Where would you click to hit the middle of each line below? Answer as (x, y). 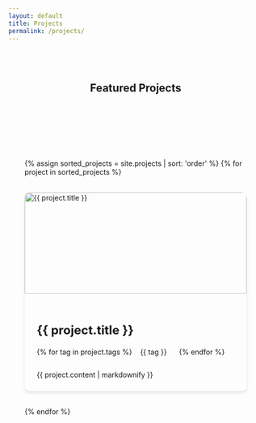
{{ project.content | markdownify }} (95, 374)
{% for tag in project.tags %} (84, 352)
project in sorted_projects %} (73, 172)
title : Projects (36, 23)
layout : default (36, 16)
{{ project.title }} (86, 330)
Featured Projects (136, 89)
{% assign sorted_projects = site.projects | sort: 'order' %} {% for (133, 163)
